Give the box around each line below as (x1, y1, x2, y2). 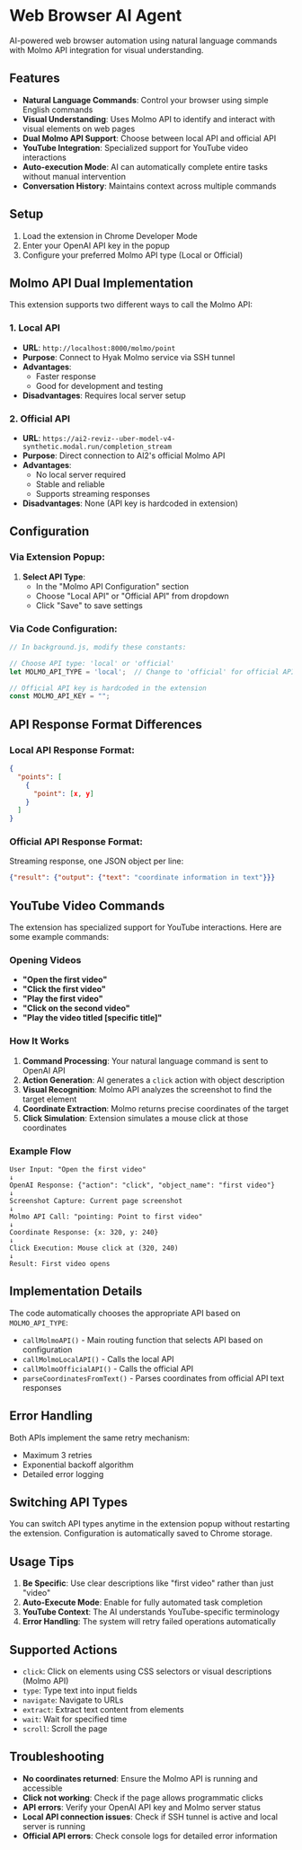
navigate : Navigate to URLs (22, 1695, 124, 1705)
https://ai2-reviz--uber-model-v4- (42, 434, 176, 443)
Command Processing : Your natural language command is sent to (22, 1055, 269, 1066)
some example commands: (9, 932, 110, 943)
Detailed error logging (22, 1468, 104, 1479)
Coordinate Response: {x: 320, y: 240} (9, 1228, 159, 1237)
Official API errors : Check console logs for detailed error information (22, 1830, 279, 1841)
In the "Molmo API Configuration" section (35, 580, 190, 591)
